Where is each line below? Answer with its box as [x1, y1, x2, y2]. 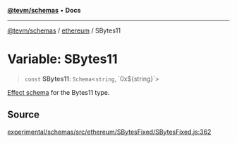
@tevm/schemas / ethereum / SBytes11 [7, 26, 121, 35]
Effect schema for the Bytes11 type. [7, 88, 110, 96]
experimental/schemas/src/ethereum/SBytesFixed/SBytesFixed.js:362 [7, 127, 212, 136]
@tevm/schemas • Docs [7, 6, 81, 14]
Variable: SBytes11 [7, 51, 118, 67]
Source [7, 109, 40, 121]
